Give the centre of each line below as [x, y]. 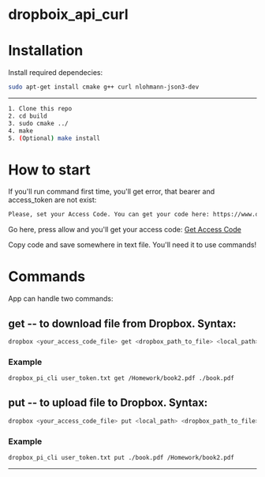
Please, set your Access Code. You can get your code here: [109, 215]
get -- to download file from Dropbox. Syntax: [122, 323]
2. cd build [28, 116]
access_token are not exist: [52, 200]
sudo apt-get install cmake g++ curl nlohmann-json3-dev [104, 87]
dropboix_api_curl [68, 15]
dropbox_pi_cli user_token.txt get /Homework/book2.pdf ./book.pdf [121, 378]
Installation [46, 51]
